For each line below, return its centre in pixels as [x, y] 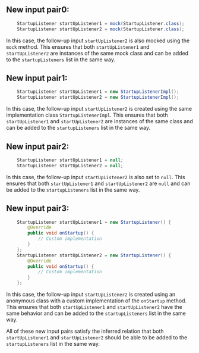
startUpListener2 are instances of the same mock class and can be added [97, 53]
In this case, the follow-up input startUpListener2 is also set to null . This [96, 177]
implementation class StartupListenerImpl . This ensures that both [87, 115]
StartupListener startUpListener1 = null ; [70, 160]
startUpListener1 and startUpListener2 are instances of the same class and [99, 121]
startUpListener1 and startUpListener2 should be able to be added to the [97, 338]
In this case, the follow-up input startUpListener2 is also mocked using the [98, 40]
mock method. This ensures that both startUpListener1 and [78, 46]
